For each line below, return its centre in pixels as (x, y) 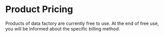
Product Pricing (39, 9)
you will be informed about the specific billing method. (63, 28)
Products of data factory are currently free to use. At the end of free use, (82, 23)
